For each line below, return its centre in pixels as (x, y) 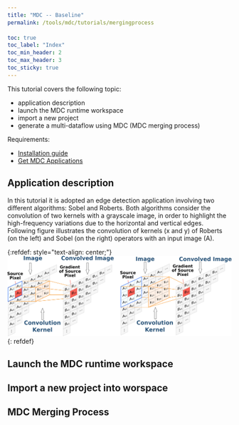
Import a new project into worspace (88, 388)
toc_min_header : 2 (34, 53)
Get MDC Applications (50, 160)
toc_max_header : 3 (34, 61)
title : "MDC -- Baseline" (46, 15)
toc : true (22, 38)
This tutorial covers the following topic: (64, 88)
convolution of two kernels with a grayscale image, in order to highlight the (117, 215)
